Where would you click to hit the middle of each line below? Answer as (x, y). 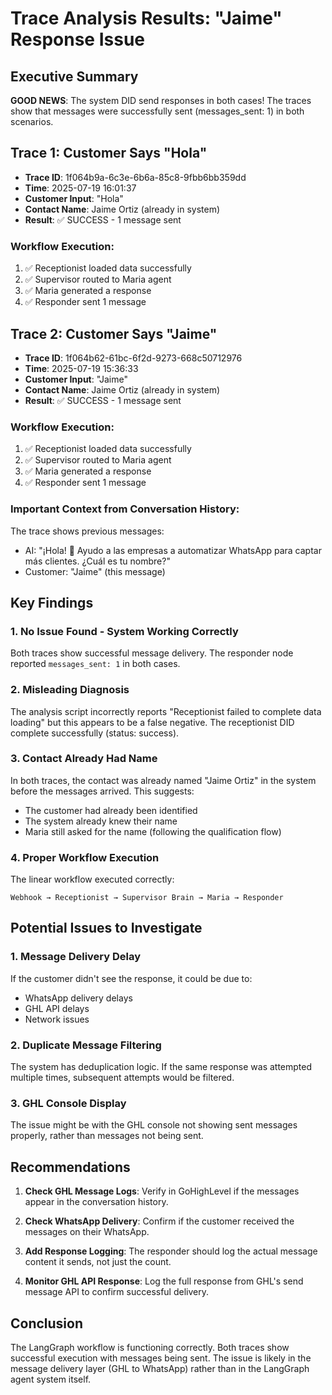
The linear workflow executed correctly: (92, 879)
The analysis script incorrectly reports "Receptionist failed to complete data (166, 711)
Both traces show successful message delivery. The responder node (152, 653)
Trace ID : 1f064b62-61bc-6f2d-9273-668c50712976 (133, 358)
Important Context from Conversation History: (125, 509)
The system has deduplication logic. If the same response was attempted (161, 1067)
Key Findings (52, 602)
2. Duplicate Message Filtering (86, 1045)
